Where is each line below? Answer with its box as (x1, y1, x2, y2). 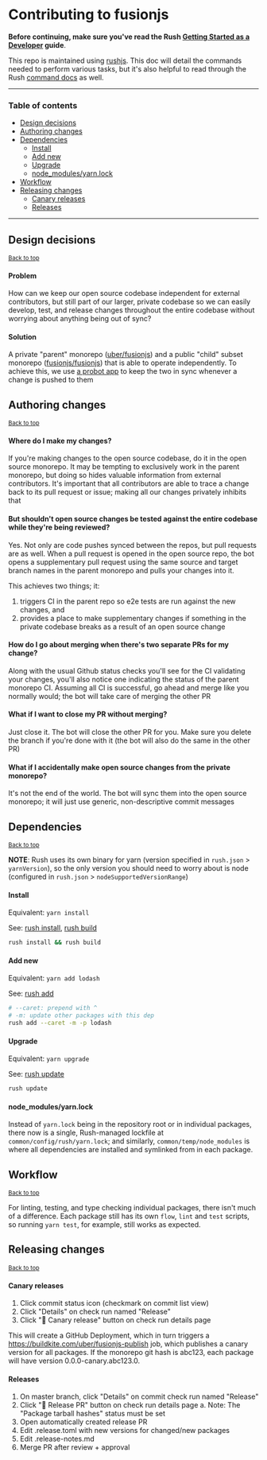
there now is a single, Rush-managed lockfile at (8, 1128, 164, 1138)
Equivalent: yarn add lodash (8, 973, 101, 983)
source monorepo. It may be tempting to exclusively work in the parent (8, 462, 240, 472)
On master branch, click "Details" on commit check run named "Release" (19, 1392, 259, 1401)
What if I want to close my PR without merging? (8, 709, 168, 719)
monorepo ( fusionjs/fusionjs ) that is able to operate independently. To (8, 358, 237, 367)
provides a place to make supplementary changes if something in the (19, 613, 246, 623)
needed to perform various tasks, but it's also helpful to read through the (8, 64, 247, 73)
